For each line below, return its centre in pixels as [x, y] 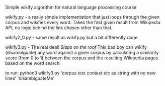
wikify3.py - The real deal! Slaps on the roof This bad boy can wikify [76, 47]
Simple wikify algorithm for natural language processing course [71, 7]
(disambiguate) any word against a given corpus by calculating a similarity [82, 53]
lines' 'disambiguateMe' [30, 78]
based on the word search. [33, 63]
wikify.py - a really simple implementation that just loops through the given [82, 17]
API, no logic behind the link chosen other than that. [59, 28]
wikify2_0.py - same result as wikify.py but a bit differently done [71, 37]
